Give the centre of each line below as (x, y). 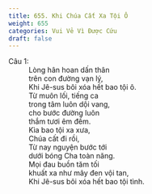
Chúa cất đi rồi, (54, 139)
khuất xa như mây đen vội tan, (79, 173)
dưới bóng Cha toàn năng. (72, 156)
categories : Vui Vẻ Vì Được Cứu (63, 31)
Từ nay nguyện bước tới (68, 147)
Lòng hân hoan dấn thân (69, 70)
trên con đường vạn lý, (66, 78)
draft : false (30, 38)
